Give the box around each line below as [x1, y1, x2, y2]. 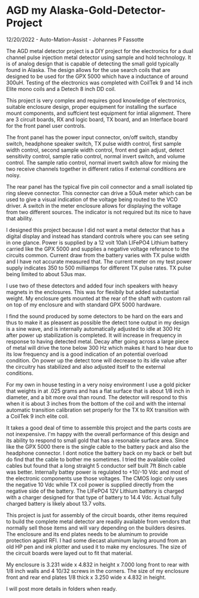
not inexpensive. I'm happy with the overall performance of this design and [6, 430, 189, 437]
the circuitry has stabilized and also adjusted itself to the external [6, 363, 166, 370]
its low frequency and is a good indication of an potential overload [6, 350, 168, 358]
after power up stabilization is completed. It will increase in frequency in [6, 331, 182, 339]
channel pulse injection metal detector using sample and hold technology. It [6, 54, 191, 61]
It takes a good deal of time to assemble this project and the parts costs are [6, 424, 191, 431]
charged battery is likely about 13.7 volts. [6, 500, 106, 507]
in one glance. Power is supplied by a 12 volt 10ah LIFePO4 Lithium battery [6, 239, 188, 246]
